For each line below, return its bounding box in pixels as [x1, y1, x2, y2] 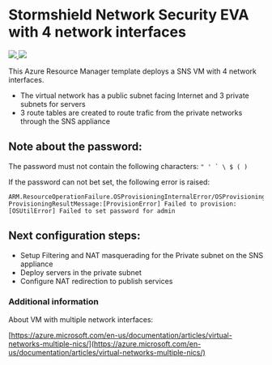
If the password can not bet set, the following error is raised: [8, 176, 210, 187]
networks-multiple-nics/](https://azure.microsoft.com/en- [8, 338, 202, 349]
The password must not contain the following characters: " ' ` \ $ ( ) [8, 161, 249, 171]
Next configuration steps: [8, 229, 141, 243]
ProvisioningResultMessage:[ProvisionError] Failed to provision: [8, 200, 237, 208]
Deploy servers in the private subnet [19, 267, 142, 277]
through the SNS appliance [19, 116, 111, 126]
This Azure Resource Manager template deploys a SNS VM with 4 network [8, 66, 257, 76]
